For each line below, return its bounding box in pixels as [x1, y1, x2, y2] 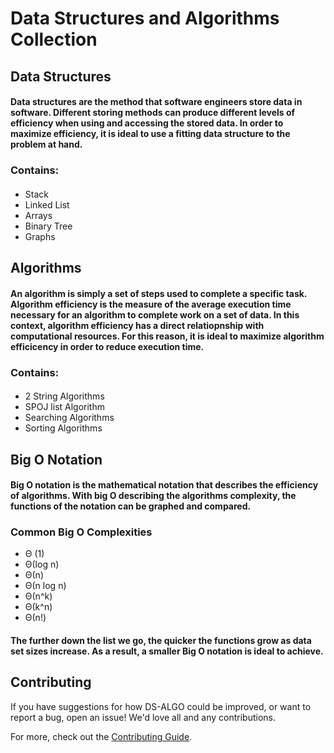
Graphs [24, 230, 56, 242]
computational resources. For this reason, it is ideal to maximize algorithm [10, 330, 325, 342]
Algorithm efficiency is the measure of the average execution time [10, 298, 292, 310]
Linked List [24, 198, 70, 211]
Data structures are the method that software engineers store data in [10, 96, 303, 108]
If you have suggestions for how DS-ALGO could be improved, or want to [10, 700, 312, 712]
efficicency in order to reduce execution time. [10, 340, 205, 352]
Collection [10, 28, 98, 51]
